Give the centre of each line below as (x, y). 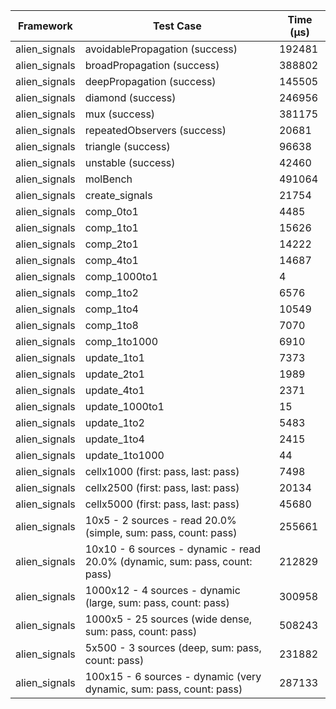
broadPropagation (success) (152, 65)
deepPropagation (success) (150, 81)
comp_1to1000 (121, 341)
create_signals (118, 195)
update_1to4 (114, 439)
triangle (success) (127, 146)
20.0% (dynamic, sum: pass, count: (168, 561)
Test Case (177, 26)
